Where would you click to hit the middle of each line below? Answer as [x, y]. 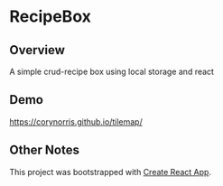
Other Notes [44, 150]
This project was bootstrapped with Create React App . [111, 172]
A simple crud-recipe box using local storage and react [112, 71]
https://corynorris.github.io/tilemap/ [76, 121]
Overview [37, 50]
